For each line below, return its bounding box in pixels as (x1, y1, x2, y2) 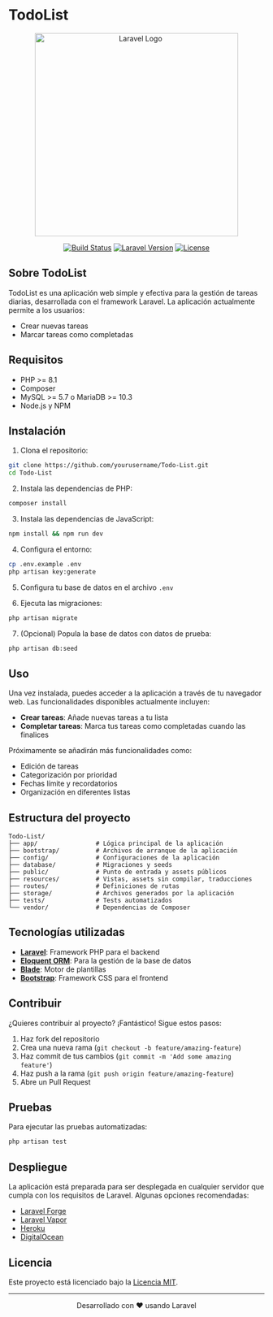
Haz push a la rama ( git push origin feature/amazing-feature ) (19, 1068, 234, 1078)
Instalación (8, 424, 67, 438)
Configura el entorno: (19, 544, 93, 554)
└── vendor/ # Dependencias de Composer (8, 903, 191, 912)
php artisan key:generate (8, 567, 96, 576)
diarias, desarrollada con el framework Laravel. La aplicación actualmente (8, 297, 256, 306)
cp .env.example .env (8, 560, 82, 568)
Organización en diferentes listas (19, 787, 131, 797)
